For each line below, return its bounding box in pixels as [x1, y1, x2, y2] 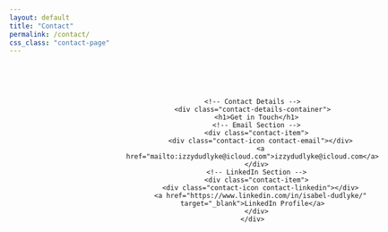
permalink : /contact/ [9, 30, 91, 39]
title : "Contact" [9, 21, 74, 30]
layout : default [9, 13, 70, 22]
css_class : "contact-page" [9, 38, 110, 47]
